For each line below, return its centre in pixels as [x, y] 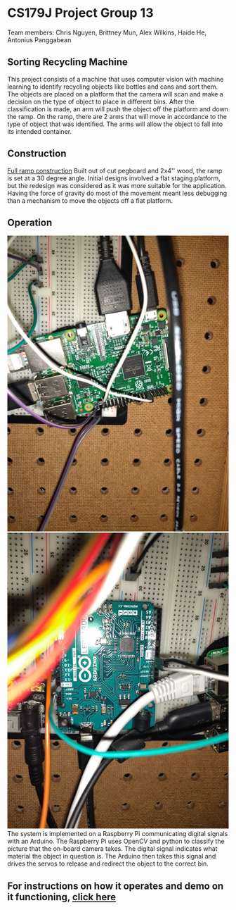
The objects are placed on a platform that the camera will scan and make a [115, 94]
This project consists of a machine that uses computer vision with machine [116, 79]
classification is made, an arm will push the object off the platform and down [118, 109]
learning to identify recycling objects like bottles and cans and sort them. [113, 87]
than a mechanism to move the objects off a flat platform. [90, 200]
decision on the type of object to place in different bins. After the [101, 101]
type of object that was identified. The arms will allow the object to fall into [115, 124]
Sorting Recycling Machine [68, 62]
